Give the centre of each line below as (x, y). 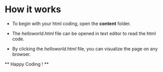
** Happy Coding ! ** (27, 64)
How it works (33, 9)
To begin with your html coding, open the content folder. (71, 23)
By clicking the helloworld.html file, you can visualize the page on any (85, 49)
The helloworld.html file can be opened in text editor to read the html (84, 33)
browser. (21, 54)
